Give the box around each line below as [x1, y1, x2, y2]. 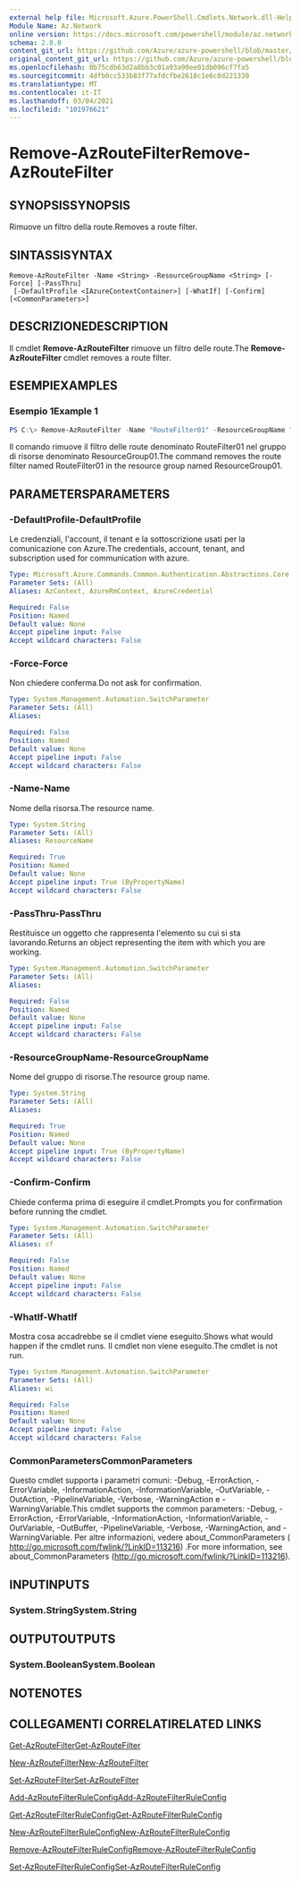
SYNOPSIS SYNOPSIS [9, 198, 131, 213]
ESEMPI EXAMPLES [9, 378, 118, 394]
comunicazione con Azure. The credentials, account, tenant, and [9, 543, 246, 554]
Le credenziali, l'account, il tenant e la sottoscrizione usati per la [9, 534, 246, 544]
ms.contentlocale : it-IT [9, 88, 102, 97]
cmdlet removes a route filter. [63, 352, 171, 363]
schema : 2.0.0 [9, 38, 62, 47]
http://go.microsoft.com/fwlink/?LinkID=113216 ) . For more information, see [9, 1542, 283, 1552]
